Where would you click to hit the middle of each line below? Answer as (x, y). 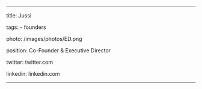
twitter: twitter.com (29, 62)
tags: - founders (26, 27)
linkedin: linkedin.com (33, 74)
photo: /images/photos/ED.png (44, 39)
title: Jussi (19, 15)
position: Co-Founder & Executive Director (59, 51)
